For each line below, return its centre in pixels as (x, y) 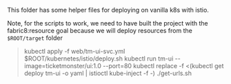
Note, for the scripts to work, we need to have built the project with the (108, 23)
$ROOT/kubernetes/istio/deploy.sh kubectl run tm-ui (99, 59)
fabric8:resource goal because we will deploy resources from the (100, 31)
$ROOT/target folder (35, 38)
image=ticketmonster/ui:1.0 (63, 66)
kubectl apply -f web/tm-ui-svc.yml (74, 51)
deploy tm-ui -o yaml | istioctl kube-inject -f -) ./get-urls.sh (108, 73)
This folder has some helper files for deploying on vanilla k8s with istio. (108, 10)
